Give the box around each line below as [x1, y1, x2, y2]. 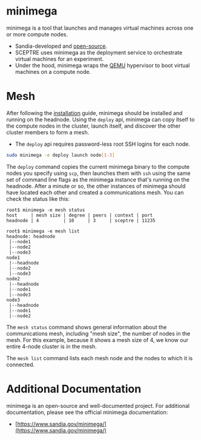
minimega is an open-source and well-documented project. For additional [6, 402, 189, 409]
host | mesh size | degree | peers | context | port [6, 212, 153, 218]
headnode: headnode [6, 233, 56, 240]
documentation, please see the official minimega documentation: [6, 409, 168, 416]
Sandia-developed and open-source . [15, 42, 108, 50]
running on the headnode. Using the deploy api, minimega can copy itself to [6, 116, 195, 123]
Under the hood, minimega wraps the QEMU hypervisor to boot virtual [15, 62, 190, 69]
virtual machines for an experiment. [15, 55, 104, 62]
